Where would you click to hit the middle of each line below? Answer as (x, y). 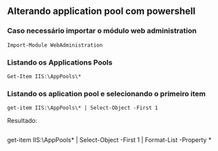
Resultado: (22, 121)
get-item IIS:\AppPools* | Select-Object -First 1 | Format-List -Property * (109, 140)
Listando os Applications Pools (60, 62)
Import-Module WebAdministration (55, 45)
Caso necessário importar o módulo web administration (102, 31)
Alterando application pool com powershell (101, 11)
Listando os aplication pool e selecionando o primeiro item (107, 93)
